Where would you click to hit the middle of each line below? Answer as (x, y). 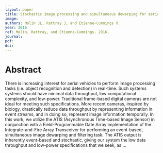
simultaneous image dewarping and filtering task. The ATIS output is (73, 135)
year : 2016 (16, 28)
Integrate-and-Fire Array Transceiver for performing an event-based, (74, 130)
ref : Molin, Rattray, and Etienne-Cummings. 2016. (57, 32)
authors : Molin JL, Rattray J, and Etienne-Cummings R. (63, 23)
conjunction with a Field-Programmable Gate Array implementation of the (78, 124)
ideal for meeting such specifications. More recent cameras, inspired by (77, 104)
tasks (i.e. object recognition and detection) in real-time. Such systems (76, 88)
